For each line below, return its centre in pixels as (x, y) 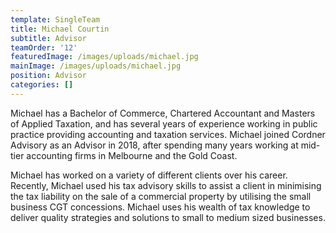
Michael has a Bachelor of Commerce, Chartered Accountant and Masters (163, 113)
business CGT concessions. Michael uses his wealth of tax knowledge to (160, 207)
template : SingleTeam (55, 19)
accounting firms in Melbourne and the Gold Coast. (132, 155)
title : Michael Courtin (60, 29)
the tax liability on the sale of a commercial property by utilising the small (161, 196)
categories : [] (42, 85)
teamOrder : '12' (44, 47)
